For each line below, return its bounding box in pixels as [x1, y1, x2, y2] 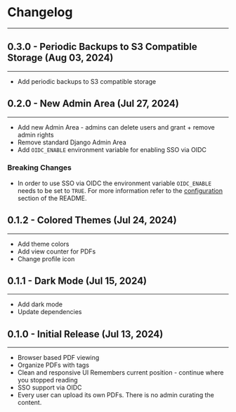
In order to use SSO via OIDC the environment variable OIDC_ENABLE [17, 179, 212, 187]
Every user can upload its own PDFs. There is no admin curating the [17, 391, 214, 399]
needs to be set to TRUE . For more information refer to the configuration [17, 186, 223, 194]
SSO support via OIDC [17, 383, 82, 392]
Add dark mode [17, 300, 63, 308]
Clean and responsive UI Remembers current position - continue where [17, 368, 224, 377]
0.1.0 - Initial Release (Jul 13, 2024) [7, 328, 164, 340]
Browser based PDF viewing [17, 354, 100, 362]
